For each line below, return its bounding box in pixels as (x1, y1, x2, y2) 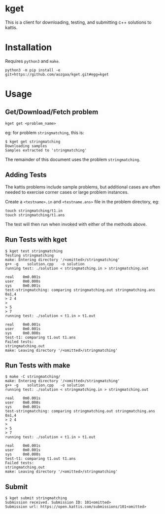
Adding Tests (5, 171, 47, 179)
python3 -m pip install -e (5, 68, 61, 73)
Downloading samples (5, 144, 48, 148)
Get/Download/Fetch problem (5, 108, 99, 116)
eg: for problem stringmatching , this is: (5, 129, 85, 136)
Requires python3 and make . (5, 58, 60, 64)
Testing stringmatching (5, 253, 54, 258)
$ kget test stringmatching (5, 249, 63, 254)
